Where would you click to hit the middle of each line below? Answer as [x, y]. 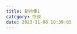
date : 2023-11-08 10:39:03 [39, 22]
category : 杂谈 [24, 17]
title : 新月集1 [23, 11]
